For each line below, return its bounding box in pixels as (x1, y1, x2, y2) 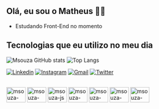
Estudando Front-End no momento (15, 22, 103, 29)
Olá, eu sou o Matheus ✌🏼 (6, 6, 106, 17)
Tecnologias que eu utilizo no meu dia (6, 40, 153, 51)
